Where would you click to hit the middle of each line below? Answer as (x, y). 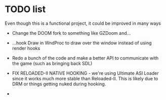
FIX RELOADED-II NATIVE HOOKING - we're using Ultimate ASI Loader (85, 73)
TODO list (25, 9)
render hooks (26, 48)
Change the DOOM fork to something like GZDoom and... (71, 33)
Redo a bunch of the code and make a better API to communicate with (85, 58)
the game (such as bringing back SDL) (52, 63)
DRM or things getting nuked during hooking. (59, 84)
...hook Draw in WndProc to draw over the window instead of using (82, 43)
